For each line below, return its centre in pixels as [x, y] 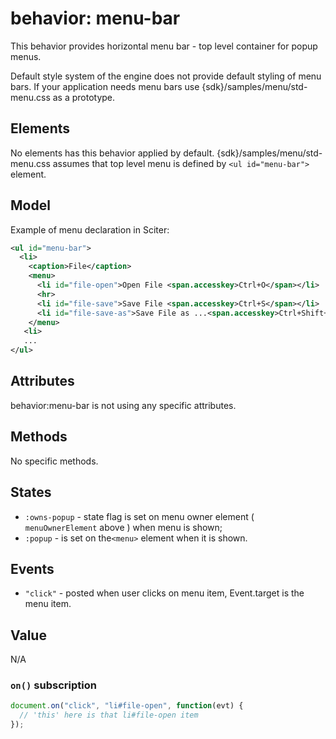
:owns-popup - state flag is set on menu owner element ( [139, 516]
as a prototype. [84, 97]
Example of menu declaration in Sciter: [90, 229]
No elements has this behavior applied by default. [112, 153]
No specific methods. [54, 461]
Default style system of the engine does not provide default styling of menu [166, 76]
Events [32, 568]
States [31, 492]
